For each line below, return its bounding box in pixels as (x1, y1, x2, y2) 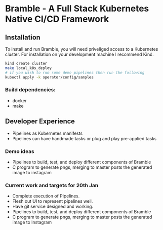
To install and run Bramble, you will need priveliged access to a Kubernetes (5, 46, 158, 52)
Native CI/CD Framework (5, 13, 109, 25)
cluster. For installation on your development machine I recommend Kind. (5, 51, 154, 57)
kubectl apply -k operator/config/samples (5, 75, 94, 79)
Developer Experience (5, 117, 75, 126)
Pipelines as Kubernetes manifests (12, 130, 83, 136)
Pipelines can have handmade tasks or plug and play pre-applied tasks (12, 135, 157, 141)
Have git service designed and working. (12, 203, 94, 210)
